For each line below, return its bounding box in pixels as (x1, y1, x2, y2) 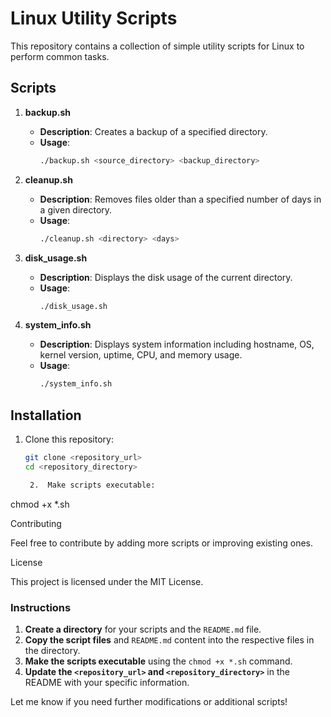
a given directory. (39, 203, 113, 216)
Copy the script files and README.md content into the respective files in (24, 633, 315, 646)
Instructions (10, 600, 72, 614)
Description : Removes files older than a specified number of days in (39, 193, 322, 205)
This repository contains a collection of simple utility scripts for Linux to (10, 40, 305, 52)
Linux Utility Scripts (10, 7, 178, 30)
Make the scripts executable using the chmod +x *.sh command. (24, 655, 293, 667)
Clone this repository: (24, 433, 114, 446)
